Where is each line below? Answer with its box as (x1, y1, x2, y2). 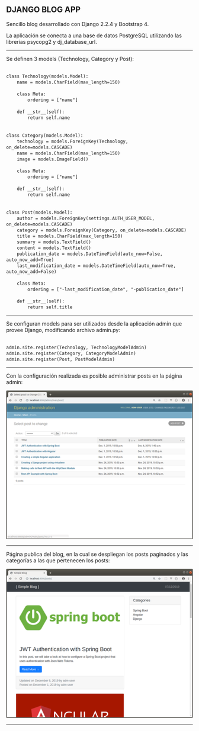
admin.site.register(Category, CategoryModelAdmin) (6, 350, 136, 356)
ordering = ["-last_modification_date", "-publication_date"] (27, 286, 184, 292)
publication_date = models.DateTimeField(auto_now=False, (17, 251, 163, 257)
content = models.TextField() (17, 245, 92, 251)
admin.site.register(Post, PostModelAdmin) (6, 356, 115, 362)
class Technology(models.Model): (6, 73, 89, 79)
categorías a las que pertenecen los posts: (6, 557, 110, 564)
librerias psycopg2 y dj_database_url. (6, 38, 97, 45)
